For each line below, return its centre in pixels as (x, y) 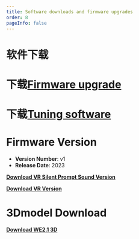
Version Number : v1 (40, 159)
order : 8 (17, 17)
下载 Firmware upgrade (64, 84)
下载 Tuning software (59, 114)
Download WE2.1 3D (32, 229)
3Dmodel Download (57, 213)
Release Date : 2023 (40, 165)
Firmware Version (52, 142)
